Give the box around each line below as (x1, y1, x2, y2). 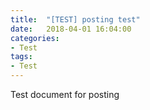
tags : (10, 52, 33, 62)
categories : (10, 33, 60, 43)
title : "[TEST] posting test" (10, 14, 141, 25)
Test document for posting (10, 89, 120, 100)
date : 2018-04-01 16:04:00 (10, 24, 132, 34)
